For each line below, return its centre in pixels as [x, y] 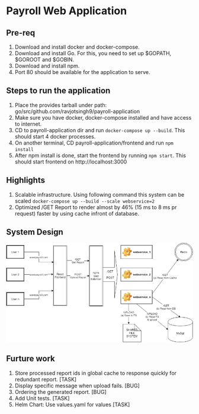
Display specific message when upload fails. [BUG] [77, 386]
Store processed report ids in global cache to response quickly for [95, 373]
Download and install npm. [47, 66]
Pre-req [21, 33]
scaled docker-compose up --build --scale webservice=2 [85, 201]
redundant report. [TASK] [46, 379]
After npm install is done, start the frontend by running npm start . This [100, 155]
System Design [35, 232]
